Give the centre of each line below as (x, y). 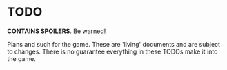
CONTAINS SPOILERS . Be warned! (57, 31)
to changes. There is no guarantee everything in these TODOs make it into (112, 51)
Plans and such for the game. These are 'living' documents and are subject (114, 44)
